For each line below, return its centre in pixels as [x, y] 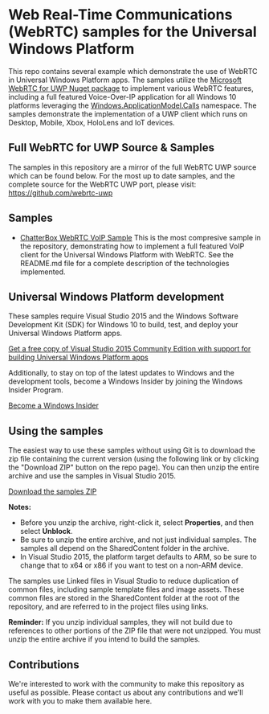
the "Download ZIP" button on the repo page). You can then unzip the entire [134, 467]
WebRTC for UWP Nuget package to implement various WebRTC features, [131, 88]
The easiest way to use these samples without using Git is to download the [132, 450]
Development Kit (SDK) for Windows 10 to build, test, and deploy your [123, 325]
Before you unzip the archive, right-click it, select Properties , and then [137, 523]
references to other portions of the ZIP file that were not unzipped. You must [134, 631]
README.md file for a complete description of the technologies [124, 263]
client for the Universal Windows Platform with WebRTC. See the [127, 254]
